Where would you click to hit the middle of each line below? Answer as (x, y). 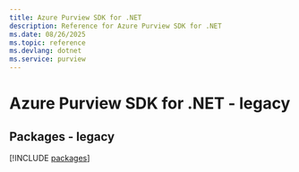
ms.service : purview (48, 59)
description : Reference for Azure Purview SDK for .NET (115, 26)
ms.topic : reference (48, 43)
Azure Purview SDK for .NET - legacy (150, 103)
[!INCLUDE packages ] (50, 158)
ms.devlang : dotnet (46, 51)
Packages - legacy (62, 137)
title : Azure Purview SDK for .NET (76, 17)
